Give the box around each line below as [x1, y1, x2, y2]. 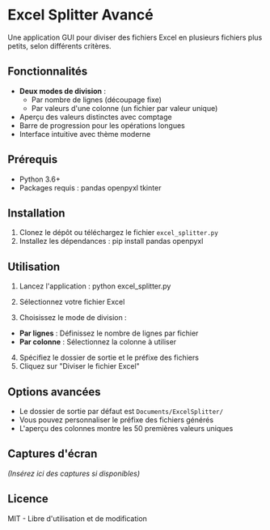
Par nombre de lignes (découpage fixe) [31, 95, 162, 105]
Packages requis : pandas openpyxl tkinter [19, 182, 162, 192]
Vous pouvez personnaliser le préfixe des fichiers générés [19, 415, 214, 425]
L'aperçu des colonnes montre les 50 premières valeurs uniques [19, 424, 234, 433]
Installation [7, 206, 65, 220]
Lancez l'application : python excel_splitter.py [19, 281, 171, 291]
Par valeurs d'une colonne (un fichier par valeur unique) [31, 103, 218, 113]
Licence [7, 492, 49, 506]
